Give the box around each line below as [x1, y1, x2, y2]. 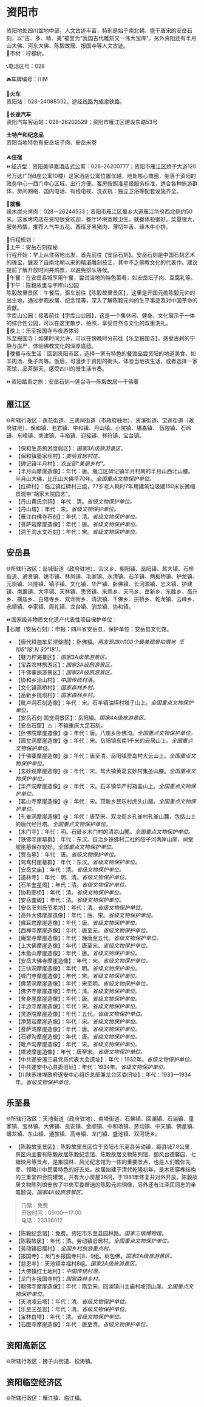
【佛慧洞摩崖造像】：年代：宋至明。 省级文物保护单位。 [15, 979, 151, 987]
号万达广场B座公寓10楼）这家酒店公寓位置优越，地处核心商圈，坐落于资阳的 [6, 172, 196, 179]
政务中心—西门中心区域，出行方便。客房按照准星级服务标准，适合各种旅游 [6, 180, 192, 187]
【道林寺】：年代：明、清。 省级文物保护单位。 [15, 873, 130, 881]
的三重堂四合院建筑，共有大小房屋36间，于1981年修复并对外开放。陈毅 [15, 1173, 192, 1181]
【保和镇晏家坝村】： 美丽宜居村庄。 [15, 452, 103, 459]
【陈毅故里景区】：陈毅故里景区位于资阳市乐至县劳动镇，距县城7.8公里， [15, 1143, 195, 1151]
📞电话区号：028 [6, 62, 45, 70]
